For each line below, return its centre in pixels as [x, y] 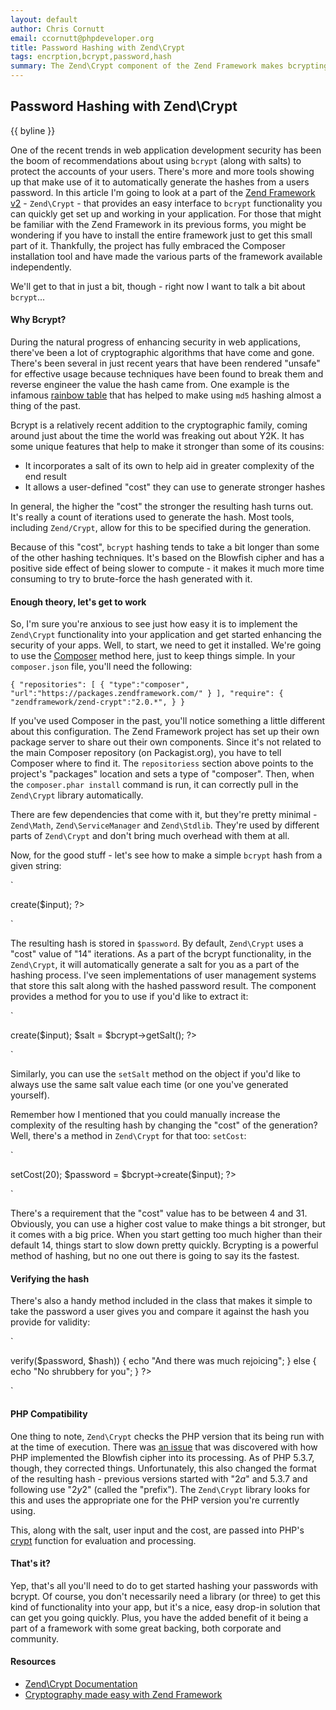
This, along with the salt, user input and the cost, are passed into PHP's [157, 1530]
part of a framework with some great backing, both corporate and [146, 1628]
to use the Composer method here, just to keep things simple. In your [153, 656]
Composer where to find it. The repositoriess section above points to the [162, 763]
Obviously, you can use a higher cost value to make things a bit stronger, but [168, 1224]
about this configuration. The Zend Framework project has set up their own [165, 732]
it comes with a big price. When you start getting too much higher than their [166, 1235]
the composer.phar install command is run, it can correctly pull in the [154, 785]
